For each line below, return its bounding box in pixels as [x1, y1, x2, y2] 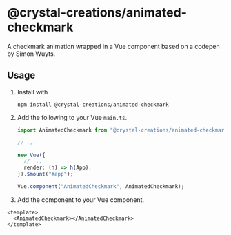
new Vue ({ [17, 152, 46, 159]
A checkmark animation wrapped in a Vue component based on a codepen [7, 42, 221, 50]
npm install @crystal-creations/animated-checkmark [17, 101, 169, 108]
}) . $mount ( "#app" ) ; [17, 171, 74, 178]
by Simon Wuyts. [7, 50, 56, 58]
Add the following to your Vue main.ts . [17, 113, 128, 121]
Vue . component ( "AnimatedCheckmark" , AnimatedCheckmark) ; [17, 183, 185, 190]
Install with [17, 88, 48, 96]
